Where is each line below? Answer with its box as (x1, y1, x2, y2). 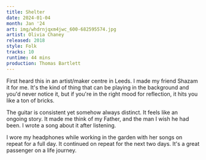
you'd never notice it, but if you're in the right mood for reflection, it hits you (6, 90, 198, 97)
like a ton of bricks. (6, 96, 55, 104)
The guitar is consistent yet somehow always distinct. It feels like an (6, 109, 178, 116)
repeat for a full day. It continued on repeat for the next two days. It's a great (6, 140, 200, 147)
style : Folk (6, 44, 37, 50)
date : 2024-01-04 (6, 15, 51, 21)
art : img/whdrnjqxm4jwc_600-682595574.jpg (6, 26, 116, 32)
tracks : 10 (6, 49, 34, 55)
